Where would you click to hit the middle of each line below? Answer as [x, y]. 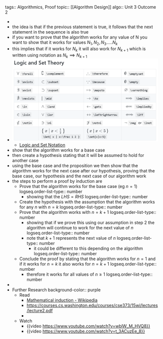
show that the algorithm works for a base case [58, 150]
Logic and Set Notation [42, 145]
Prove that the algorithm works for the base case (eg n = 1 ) [78, 187]
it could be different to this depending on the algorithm [88, 248]
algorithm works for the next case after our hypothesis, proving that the [83, 171]
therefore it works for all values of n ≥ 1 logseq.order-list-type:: [90, 274]
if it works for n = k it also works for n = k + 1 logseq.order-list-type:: [88, 264]
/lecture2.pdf [40, 311]
